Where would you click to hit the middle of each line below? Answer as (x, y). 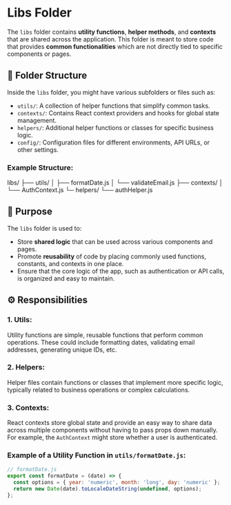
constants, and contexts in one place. (70, 263)
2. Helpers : (26, 368)
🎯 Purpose (30, 212)
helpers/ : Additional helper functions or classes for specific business (115, 127)
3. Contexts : (28, 408)
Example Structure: (40, 167)
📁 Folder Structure (47, 76)
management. (37, 120)
